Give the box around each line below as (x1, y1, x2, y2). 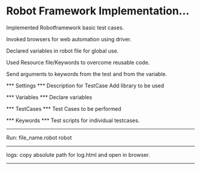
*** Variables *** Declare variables (6, 93, 93, 101)
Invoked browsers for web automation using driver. (6, 35, 132, 42)
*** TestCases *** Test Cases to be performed (6, 105, 121, 112)
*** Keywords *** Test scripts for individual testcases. (6, 117, 140, 124)
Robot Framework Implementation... (6, 4, 190, 18)
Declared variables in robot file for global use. (6, 47, 119, 54)
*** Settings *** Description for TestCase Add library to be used (6, 82, 165, 89)
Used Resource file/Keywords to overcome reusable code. (6, 59, 150, 66)
